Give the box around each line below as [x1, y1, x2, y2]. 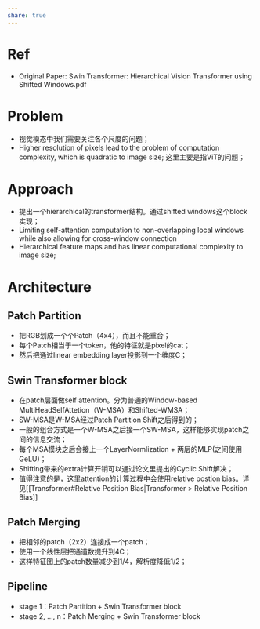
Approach [7, 180, 74, 198]
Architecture [7, 278, 92, 296]
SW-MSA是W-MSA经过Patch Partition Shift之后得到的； [18, 415, 199, 424]
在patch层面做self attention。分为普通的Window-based [18, 395, 197, 405]
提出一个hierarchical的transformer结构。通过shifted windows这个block [18, 207, 248, 216]
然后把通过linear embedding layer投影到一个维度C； [18, 351, 188, 360]
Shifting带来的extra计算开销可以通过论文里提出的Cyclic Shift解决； [18, 464, 234, 474]
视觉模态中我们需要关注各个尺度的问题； [18, 134, 150, 144]
